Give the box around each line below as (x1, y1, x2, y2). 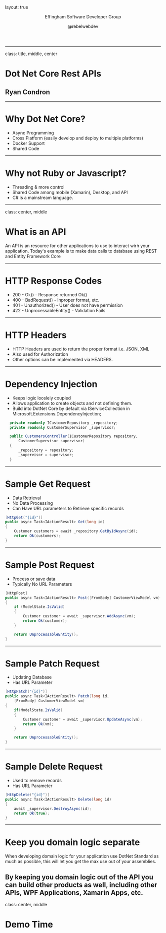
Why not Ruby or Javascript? (5, 168, 127, 179)
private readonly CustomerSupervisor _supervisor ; (9, 425, 116, 430)
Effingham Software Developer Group (44, 14, 122, 19)
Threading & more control (12, 184, 65, 190)
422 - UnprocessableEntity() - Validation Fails (12, 307, 106, 313)
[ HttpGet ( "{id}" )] (5, 515, 43, 520)
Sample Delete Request (5, 761, 103, 772)
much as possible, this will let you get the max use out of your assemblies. (5, 859, 157, 865)
